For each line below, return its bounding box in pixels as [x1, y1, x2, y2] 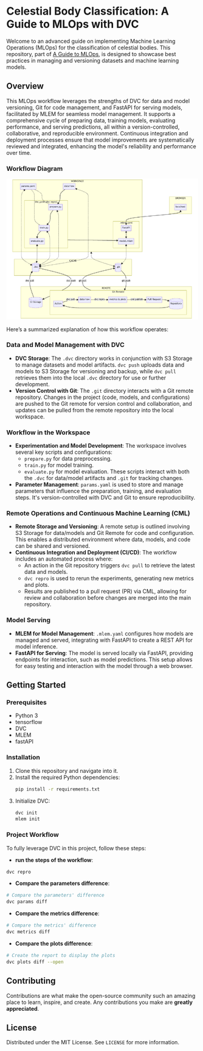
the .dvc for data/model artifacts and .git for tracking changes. [24, 475, 184, 482]
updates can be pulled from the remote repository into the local [15, 406, 174, 414]
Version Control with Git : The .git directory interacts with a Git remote [15, 387, 194, 394]
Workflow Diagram [6, 164, 63, 173]
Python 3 [15, 712, 38, 719]
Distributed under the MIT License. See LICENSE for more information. [6, 1039, 179, 1046]
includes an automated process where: [15, 555, 113, 562]
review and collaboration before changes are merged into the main [24, 594, 191, 601]
